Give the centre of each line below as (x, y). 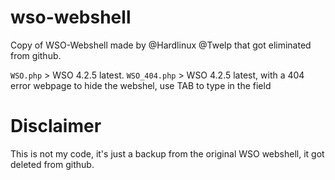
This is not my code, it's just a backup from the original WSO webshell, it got (167, 153)
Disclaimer (56, 126)
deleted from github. (52, 164)
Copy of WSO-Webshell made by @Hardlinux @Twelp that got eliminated (161, 45)
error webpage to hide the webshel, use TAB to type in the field (141, 85)
